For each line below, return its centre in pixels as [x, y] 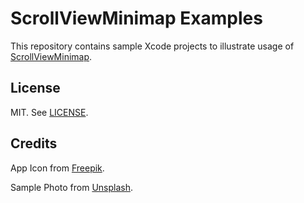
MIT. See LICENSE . [49, 112]
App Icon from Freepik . [57, 168]
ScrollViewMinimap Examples [136, 18]
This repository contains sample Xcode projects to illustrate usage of [152, 46]
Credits [34, 143]
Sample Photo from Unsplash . [71, 187]
